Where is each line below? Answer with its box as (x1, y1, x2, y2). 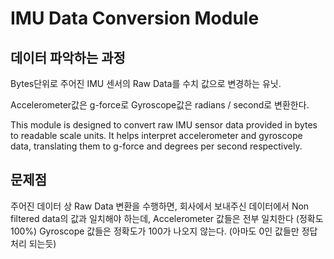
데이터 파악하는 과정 (10, 49, 126, 66)
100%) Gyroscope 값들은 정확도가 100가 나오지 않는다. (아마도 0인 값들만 (10, 225, 300, 237)
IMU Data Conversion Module (10, 7, 260, 30)
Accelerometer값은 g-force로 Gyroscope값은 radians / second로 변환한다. (10, 99, 310, 111)
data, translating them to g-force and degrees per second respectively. (10, 140, 303, 152)
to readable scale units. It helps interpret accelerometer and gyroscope (10, 130, 303, 141)
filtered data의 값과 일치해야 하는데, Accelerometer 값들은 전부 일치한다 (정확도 (10, 212, 324, 224)
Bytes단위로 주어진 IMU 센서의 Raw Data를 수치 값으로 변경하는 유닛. (10, 78, 282, 89)
